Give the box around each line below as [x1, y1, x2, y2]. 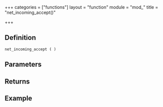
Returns [4, 77, 30, 86]
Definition [4, 33, 36, 42]
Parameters [4, 60, 42, 69]
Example [4, 94, 32, 103]
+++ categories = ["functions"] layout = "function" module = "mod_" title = [4, 4, 159, 10]
